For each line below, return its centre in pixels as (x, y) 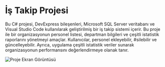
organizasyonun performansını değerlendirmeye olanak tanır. (67, 50)
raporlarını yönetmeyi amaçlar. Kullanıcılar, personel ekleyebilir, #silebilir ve (81, 40)
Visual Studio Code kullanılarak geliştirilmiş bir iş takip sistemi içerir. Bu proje (83, 29)
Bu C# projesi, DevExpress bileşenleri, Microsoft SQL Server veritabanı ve (80, 24)
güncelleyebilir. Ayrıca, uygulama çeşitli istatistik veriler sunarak (70, 45)
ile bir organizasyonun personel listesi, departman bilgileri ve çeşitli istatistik (82, 34)
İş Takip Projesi (37, 11)
